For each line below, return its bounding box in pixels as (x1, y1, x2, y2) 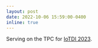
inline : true (6, 19, 39, 25)
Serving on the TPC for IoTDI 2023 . (6, 36, 92, 43)
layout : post (6, 8, 39, 15)
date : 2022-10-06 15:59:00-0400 (6, 14, 86, 20)
